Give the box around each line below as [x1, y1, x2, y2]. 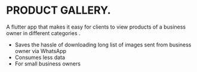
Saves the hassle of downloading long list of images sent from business [14, 41, 192, 48]
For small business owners [14, 60, 81, 67]
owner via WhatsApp [14, 47, 67, 54]
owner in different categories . [6, 29, 81, 36]
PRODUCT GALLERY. [6, 4, 112, 17]
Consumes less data [14, 54, 66, 61]
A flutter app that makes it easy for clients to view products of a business [6, 23, 186, 30]
